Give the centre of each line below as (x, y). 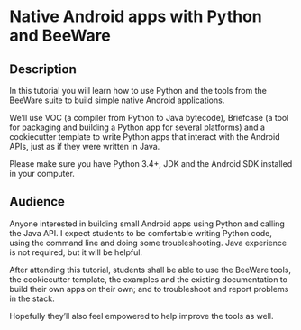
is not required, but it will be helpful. (76, 252)
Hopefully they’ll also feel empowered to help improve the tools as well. (141, 316)
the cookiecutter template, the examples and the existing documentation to (149, 279)
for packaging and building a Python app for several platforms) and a (137, 127)
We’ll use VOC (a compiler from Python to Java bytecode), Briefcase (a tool (149, 118)
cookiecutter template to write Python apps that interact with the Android (145, 137)
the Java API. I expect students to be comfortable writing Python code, (141, 233)
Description (43, 69)
